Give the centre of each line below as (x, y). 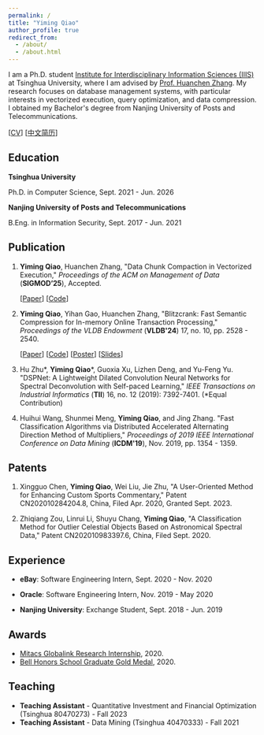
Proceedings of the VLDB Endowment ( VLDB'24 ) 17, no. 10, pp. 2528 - (134, 330)
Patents (28, 468)
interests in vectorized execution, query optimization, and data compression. (132, 100)
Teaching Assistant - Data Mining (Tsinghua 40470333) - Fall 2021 (129, 722)
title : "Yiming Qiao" (44, 23)
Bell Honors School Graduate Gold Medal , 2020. (97, 662)
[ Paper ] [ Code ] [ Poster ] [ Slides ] (71, 354)
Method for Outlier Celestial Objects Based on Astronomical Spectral (131, 527)
